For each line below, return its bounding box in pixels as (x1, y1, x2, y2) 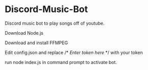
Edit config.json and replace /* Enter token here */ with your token (5, 49, 143, 55)
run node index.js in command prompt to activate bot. (5, 59, 117, 65)
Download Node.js (5, 30, 44, 36)
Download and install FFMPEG (5, 39, 68, 46)
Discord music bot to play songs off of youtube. (5, 20, 105, 26)
